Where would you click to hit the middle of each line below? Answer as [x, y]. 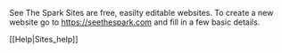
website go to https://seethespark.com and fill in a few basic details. [135, 22]
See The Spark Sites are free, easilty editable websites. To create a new [141, 13]
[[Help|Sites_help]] [44, 39]
